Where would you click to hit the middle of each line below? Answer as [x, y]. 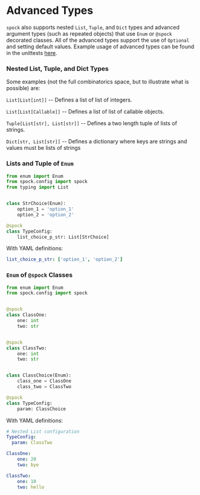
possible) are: [23, 88]
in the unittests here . [32, 53]
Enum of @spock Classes [40, 275]
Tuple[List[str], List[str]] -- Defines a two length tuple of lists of [92, 123]
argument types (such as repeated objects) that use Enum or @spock [89, 33]
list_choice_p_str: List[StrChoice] [63, 237]
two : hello [31, 487]
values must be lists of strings [44, 148]
